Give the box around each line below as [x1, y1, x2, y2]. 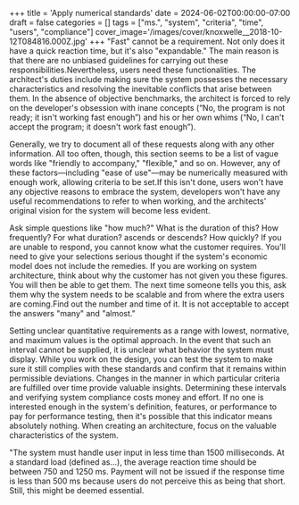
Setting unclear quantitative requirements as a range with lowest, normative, [9, 325, 290, 336]
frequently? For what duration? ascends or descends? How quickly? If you [9, 232, 283, 242]
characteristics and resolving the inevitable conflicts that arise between [9, 84, 272, 94]
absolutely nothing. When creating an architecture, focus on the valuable [9, 420, 277, 431]
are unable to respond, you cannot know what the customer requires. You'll [9, 241, 287, 252]
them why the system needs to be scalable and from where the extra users [9, 290, 285, 299]
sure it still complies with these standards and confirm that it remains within [9, 364, 287, 374]
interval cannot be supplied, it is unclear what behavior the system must [9, 344, 274, 355]
